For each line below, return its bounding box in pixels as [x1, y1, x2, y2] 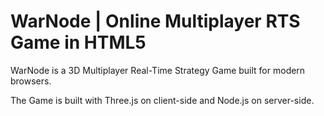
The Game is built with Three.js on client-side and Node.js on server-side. [10, 94, 315, 106]
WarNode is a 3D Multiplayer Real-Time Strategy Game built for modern [10, 64, 306, 76]
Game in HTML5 [10, 31, 147, 54]
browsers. [10, 75, 52, 87]
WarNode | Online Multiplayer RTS [10, 10, 301, 33]
